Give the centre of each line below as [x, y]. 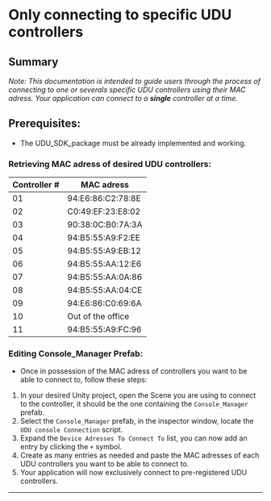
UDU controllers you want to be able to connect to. [104, 464]
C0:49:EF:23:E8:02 [104, 211]
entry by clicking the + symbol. [71, 447]
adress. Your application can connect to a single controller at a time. [123, 98]
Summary [33, 62]
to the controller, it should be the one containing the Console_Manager [134, 404]
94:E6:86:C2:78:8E [104, 198]
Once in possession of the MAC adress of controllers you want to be [133, 371]
